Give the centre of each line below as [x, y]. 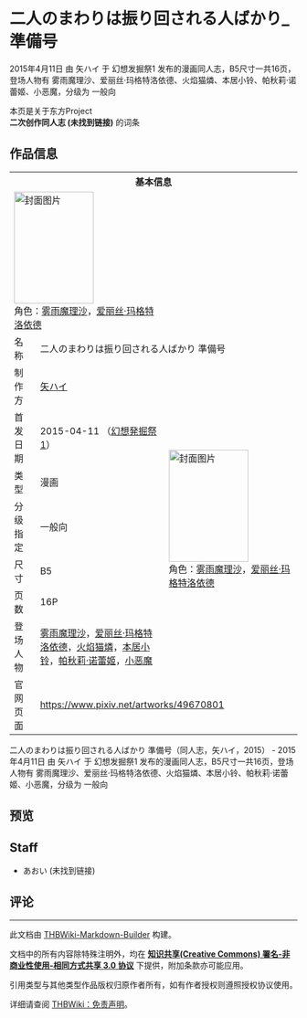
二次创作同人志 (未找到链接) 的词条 [74, 122]
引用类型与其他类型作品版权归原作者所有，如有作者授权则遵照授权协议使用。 [153, 984]
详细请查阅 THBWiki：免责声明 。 [71, 1004]
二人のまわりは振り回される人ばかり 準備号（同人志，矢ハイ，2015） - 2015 [153, 749]
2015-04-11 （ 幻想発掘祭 [98, 430]
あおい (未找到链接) [59, 870]
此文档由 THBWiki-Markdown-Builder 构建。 [93, 934]
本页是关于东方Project [51, 111]
